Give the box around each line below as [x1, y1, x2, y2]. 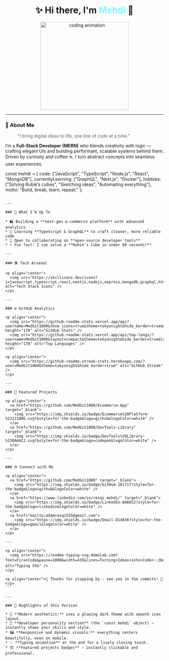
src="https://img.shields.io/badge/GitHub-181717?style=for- [25, 482, 156, 487]
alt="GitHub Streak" [120, 363, 163, 369]
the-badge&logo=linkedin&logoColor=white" [5, 504, 96, 509]
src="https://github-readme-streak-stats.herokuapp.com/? [21, 359, 145, 364]
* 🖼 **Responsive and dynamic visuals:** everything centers [5, 630, 138, 635]
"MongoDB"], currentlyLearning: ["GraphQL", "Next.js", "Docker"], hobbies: [5, 176, 161, 182]
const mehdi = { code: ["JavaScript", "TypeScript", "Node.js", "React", [5, 171, 149, 177]
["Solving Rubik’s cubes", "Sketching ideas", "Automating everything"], [5, 181, 152, 188]
